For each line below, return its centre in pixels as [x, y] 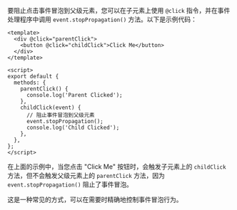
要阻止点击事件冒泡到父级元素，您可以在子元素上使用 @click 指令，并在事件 [119, 10]
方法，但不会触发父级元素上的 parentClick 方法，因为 [86, 175]
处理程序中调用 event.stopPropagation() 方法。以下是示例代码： [102, 19]
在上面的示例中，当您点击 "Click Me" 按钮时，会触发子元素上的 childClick [117, 167]
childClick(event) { [51, 107]
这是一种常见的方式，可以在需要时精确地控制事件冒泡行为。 [95, 199]
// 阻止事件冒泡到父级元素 [60, 115]
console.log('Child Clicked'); [73, 127]
